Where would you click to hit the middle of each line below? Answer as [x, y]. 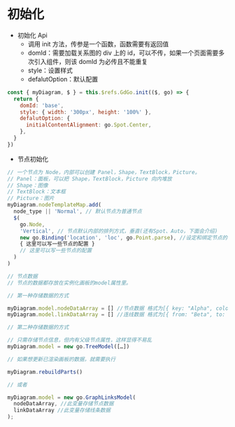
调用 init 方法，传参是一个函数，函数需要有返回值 [98, 44]
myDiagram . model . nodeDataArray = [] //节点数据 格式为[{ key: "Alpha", [110, 308]
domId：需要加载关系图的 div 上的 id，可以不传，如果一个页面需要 [123, 53]
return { [26, 99]
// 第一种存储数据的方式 [38, 296]
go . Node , [33, 224]
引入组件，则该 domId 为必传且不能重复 [91, 61]
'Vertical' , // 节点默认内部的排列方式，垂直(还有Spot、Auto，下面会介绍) [119, 231]
